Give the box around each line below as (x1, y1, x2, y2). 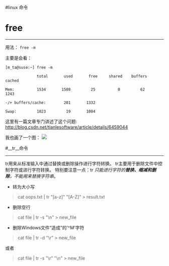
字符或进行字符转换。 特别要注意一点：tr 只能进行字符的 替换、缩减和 (9, 166, 152, 172)
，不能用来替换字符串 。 (10, 173, 58, 179)
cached (5, 78, 19, 83)
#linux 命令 (5, 5, 28, 10)
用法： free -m (5, 44, 36, 50)
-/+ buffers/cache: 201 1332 (5, 100, 96, 105)
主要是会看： (5, 55, 32, 61)
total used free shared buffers (37, 73, 147, 79)
